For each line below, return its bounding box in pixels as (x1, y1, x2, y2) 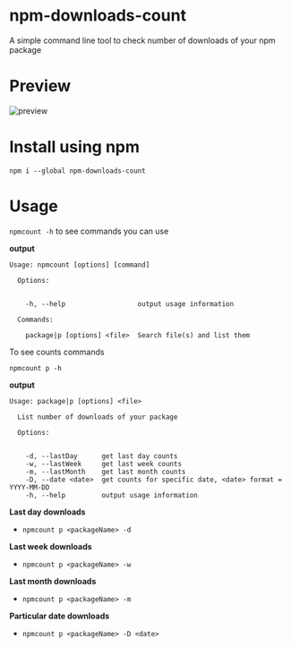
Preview (9, 76, 72, 97)
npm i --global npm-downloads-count (9, 166, 146, 175)
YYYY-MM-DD (9, 482, 50, 492)
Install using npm (9, 137, 141, 157)
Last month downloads (9, 575, 97, 586)
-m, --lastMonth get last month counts (25, 467, 186, 476)
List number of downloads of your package (17, 413, 178, 421)
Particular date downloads (9, 610, 110, 621)
